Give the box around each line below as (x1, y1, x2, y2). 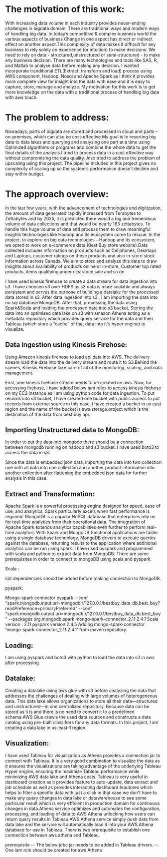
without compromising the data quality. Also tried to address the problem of (5, 155, 161, 161)
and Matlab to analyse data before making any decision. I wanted (5, 62, 139, 68)
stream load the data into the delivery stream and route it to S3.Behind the (5, 359, 157, 365)
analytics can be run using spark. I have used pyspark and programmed (5, 546, 153, 552)
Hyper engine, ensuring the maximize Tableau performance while (5, 768, 140, 774)
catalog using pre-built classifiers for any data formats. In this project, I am (5, 719, 159, 725)
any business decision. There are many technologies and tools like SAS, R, (5, 57, 158, 63)
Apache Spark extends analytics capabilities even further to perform (5, 524, 146, 530)
